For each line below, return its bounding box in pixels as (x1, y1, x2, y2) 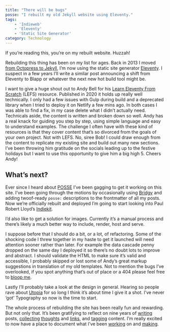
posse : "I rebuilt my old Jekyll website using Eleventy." (5, 12, 133, 17)
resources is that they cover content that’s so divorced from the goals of (5, 129, 157, 135)
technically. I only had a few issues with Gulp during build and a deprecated (5, 96, 164, 102)
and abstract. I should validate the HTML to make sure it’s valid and (5, 252, 146, 258)
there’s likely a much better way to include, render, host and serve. (5, 221, 145, 227)
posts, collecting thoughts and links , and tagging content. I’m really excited (5, 315, 162, 321)
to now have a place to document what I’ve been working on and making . (5, 321, 159, 327)
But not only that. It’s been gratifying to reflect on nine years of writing (5, 310, 153, 316)
